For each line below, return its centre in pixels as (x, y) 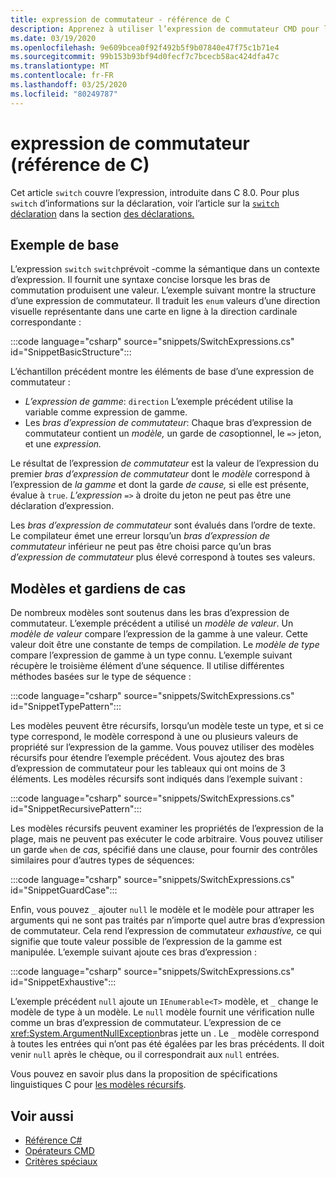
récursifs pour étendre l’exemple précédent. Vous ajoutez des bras (147, 758)
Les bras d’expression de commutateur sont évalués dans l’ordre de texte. (163, 525)
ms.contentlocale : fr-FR (62, 76)
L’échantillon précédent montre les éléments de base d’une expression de (162, 372)
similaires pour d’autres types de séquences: (102, 860)
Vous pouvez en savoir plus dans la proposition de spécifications (144, 1074)
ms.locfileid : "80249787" (64, 94)
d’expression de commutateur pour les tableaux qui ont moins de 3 (148, 768)
